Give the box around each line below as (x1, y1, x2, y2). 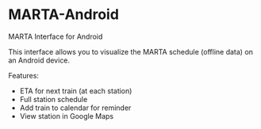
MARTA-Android (8, 6, 119, 24)
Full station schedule (19, 94, 88, 104)
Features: (8, 70, 40, 80)
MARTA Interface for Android (8, 32, 103, 41)
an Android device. (8, 55, 70, 65)
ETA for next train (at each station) (19, 85, 132, 96)
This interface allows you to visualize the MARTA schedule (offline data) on (8, 47, 254, 56)
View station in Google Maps (19, 111, 114, 120)
